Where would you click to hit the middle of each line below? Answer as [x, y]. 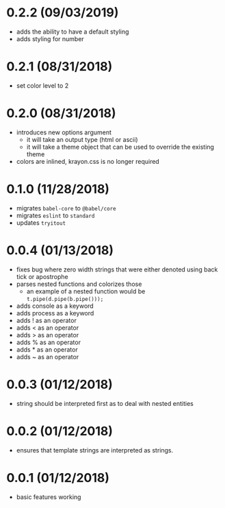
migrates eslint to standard [55, 215]
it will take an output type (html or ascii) [82, 139]
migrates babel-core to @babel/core [66, 208]
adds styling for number [50, 38]
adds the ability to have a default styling [72, 32]
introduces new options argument [64, 132]
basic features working [49, 497]
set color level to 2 [42, 85]
